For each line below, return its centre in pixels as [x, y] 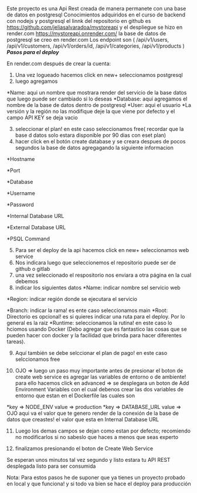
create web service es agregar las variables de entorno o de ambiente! [101, 377]
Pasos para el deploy [33, 52]
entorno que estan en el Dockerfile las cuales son [75, 395]
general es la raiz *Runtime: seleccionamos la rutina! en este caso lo [89, 323]
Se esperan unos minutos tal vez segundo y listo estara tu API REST [89, 460]
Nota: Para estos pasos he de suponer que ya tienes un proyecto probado [96, 477]
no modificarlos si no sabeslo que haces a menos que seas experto [96, 437]
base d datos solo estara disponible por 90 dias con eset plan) [91, 135]
